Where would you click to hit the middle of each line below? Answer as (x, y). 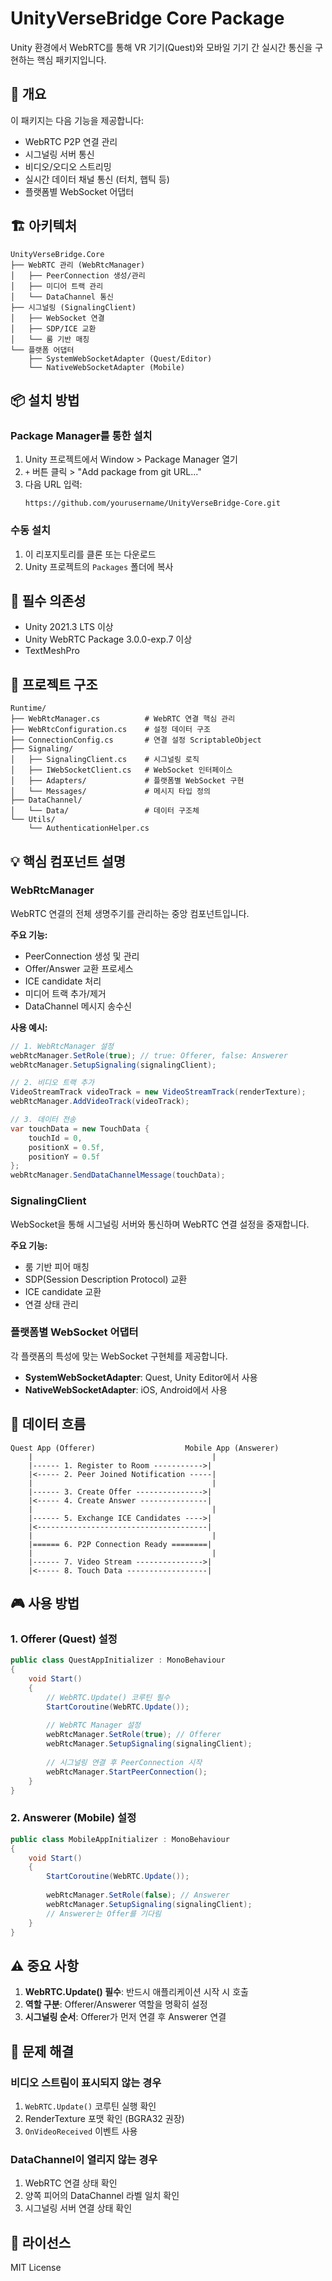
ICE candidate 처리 (63, 981)
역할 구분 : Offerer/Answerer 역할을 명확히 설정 (116, 2004)
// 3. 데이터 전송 (43, 1120)
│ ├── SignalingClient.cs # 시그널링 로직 (105, 760)
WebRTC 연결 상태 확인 (71, 2183)
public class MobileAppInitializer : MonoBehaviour (120, 1839)
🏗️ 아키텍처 (44, 226)
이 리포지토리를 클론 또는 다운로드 (90, 554)
